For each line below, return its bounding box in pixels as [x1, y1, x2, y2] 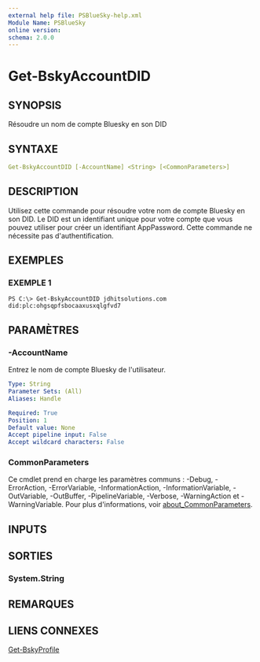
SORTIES [8, 549, 53, 563]
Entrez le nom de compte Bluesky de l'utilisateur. [8, 365, 167, 375]
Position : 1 [8, 416, 47, 424]
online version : [8, 26, 61, 34]
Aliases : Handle [8, 394, 61, 402]
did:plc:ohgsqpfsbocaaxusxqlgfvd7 [8, 302, 122, 310]
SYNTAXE [8, 142, 59, 156]
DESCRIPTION [8, 185, 79, 198]
